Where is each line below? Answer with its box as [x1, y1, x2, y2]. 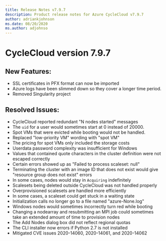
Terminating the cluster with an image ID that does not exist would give [12, 166, 159, 172]
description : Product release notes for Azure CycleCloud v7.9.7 [5, 12, 144, 17]
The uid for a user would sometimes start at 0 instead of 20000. [12, 124, 145, 130]
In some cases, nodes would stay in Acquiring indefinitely [12, 177, 131, 183]
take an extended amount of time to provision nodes [12, 214, 120, 220]
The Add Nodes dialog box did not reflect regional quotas [12, 219, 131, 225]
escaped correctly [12, 156, 50, 162]
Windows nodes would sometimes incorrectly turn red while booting [12, 203, 153, 210]
